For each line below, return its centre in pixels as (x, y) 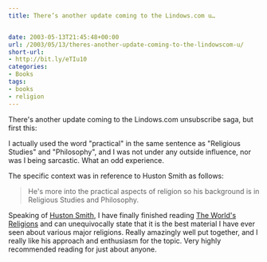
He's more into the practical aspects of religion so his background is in (143, 191)
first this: (23, 128)
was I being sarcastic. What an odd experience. (86, 160)
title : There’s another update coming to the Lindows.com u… (112, 16)
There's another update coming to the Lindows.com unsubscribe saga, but (131, 119)
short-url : (26, 52)
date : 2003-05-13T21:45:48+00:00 (64, 37)
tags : (17, 81)
